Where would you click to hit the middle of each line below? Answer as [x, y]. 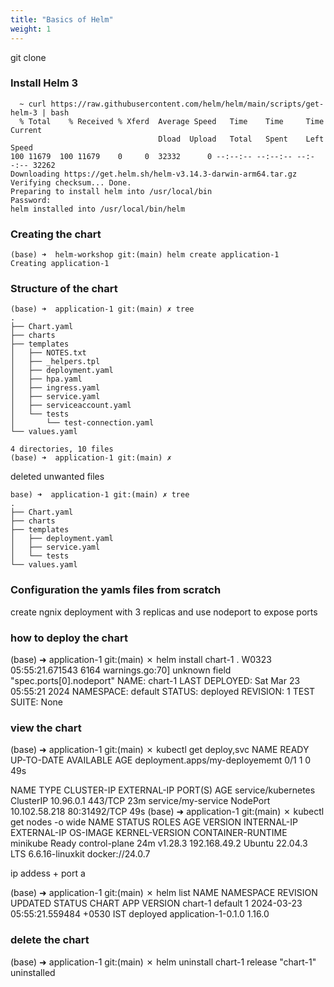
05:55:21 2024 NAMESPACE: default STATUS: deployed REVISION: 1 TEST [163, 691]
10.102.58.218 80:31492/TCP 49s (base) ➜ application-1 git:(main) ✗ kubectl [167, 812]
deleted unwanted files [57, 477]
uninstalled [33, 972]
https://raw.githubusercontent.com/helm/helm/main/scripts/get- [187, 104]
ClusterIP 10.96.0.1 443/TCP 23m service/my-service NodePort [140, 801]
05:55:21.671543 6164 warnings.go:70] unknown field [121, 670]
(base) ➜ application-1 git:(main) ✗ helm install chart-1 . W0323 [141, 659]
